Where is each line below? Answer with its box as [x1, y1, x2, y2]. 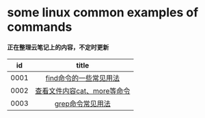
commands [7, 19, 72, 35]
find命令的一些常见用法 [45, 74, 120, 83]
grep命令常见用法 [54, 99, 111, 108]
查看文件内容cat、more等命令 [35, 87, 131, 96]
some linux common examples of [7, 5, 199, 20]
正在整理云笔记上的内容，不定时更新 [7, 43, 109, 51]
